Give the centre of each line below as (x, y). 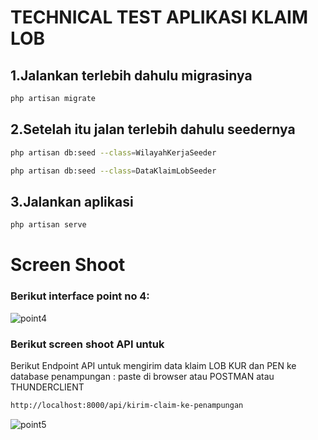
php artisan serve (48, 225)
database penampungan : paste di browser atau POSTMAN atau (142, 376)
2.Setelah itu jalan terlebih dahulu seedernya (153, 129)
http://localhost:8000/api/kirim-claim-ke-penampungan (127, 405)
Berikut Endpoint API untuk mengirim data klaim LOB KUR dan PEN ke (153, 365)
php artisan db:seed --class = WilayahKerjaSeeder (113, 152)
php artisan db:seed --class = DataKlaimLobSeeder (113, 171)
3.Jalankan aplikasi (72, 201)
